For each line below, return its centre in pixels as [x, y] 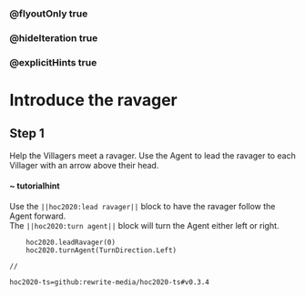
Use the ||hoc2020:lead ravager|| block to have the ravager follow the [142, 206]
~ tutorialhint [35, 186]
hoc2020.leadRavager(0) [71, 242]
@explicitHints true [53, 62]
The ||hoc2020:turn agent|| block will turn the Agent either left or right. [144, 225]
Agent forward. [38, 216]
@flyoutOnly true [49, 14]
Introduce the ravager [93, 100]
